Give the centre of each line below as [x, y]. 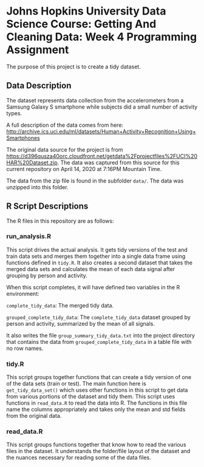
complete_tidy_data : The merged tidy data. [60, 305]
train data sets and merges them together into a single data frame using [96, 256]
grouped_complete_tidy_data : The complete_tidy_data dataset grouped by [99, 317]
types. [14, 113]
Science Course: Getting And [81, 24]
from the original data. [34, 416]
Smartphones [23, 138]
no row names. [25, 348]
